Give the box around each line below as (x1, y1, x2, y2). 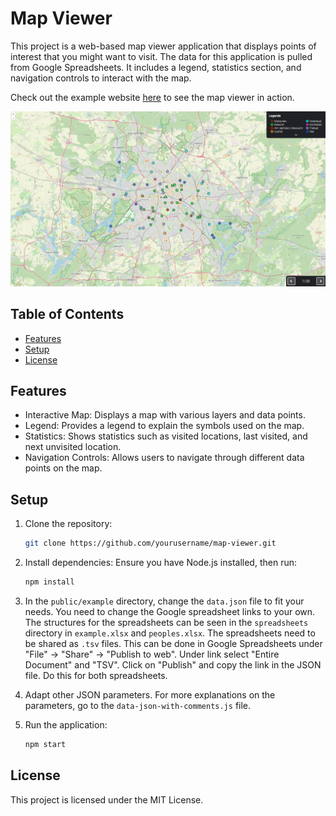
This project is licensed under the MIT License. (10, 793, 204, 806)
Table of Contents (10, 306, 125, 323)
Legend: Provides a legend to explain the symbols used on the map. (24, 420, 305, 432)
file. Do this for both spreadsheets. (24, 669, 168, 681)
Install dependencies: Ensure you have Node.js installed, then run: (24, 557, 297, 569)
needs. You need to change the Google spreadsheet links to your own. (24, 605, 316, 617)
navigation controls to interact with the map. (10, 72, 192, 84)
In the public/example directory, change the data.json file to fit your (24, 595, 305, 607)
